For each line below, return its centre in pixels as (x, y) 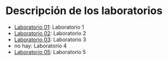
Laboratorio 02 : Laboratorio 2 (50, 33)
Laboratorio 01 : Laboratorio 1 (49, 27)
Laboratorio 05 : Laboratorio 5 (50, 52)
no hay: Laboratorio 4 (41, 46)
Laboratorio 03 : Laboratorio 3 (50, 39)
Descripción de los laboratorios (84, 11)
